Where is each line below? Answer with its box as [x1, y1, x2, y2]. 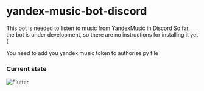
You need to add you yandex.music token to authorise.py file [6, 49, 158, 56]
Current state [6, 64, 47, 73]
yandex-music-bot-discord [6, 4, 147, 18]
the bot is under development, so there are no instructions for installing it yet [6, 31, 199, 38]
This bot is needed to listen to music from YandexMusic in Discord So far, [6, 24, 191, 32]
